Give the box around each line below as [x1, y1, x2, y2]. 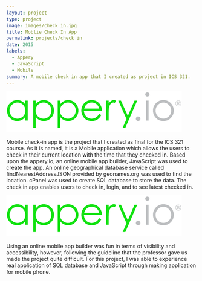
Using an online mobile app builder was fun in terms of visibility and [6, 242, 175, 250]
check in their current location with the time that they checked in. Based [6, 151, 186, 158]
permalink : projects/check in [6, 35, 83, 42]
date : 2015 [6, 42, 34, 48]
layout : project [6, 10, 47, 16]
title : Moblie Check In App [6, 29, 77, 35]
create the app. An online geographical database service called [6, 164, 165, 172]
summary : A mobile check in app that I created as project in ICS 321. [6, 73, 191, 80]
